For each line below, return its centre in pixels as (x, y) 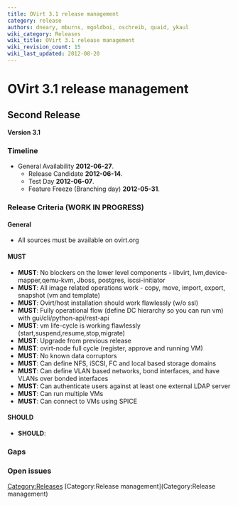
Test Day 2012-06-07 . (61, 182)
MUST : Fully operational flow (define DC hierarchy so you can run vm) (120, 310)
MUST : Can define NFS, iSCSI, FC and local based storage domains (117, 363)
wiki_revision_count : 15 (44, 47)
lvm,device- (210, 272)
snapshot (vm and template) (59, 295)
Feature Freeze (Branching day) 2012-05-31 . (94, 189)
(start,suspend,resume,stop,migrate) (71, 333)
